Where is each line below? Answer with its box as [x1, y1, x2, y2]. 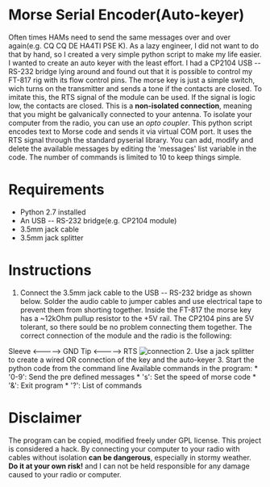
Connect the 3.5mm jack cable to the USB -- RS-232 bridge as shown [19, 288, 252, 298]
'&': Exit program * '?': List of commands [8, 381, 143, 390]
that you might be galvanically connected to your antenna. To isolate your [8, 109, 252, 119]
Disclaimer [8, 409, 82, 427]
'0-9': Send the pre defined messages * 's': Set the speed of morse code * [8, 372, 256, 381]
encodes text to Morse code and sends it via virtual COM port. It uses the [8, 127, 252, 136]
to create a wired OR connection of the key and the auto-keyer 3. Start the [8, 355, 255, 364]
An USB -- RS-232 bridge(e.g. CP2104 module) [19, 215, 177, 225]
